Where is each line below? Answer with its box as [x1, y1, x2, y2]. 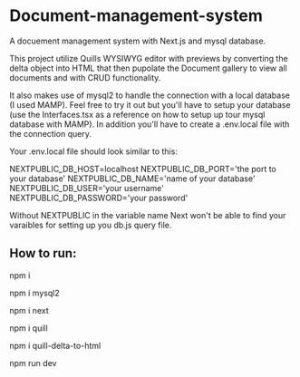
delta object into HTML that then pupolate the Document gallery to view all [9, 63, 287, 73]
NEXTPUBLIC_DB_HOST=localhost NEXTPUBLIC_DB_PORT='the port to [9, 163, 276, 174]
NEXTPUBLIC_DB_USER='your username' [9, 182, 165, 193]
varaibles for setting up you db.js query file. [9, 219, 172, 230]
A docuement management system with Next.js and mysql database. [9, 35, 266, 46]
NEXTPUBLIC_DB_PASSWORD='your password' [9, 192, 189, 203]
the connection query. [9, 128, 92, 139]
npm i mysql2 [9, 287, 61, 298]
